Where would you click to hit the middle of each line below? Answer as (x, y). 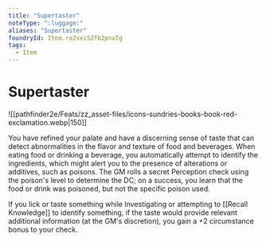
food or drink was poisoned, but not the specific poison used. (110, 189)
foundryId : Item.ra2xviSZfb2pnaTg (66, 38)
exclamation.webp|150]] (48, 122)
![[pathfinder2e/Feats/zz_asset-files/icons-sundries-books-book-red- (123, 114)
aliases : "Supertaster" (48, 30)
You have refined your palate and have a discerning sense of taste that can (131, 138)
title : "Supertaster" (44, 16)
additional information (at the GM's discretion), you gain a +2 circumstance (131, 221)
